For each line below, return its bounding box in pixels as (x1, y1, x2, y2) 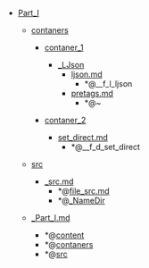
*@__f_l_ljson (84, 79, 133, 88)
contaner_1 (44, 42, 84, 53)
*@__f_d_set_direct (70, 142, 141, 152)
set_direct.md (57, 132, 109, 142)
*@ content (44, 230, 85, 240)
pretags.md (70, 88, 114, 98)
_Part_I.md (30, 213, 70, 222)
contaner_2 (44, 115, 87, 125)
